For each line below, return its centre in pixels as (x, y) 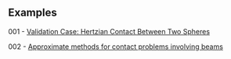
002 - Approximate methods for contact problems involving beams (115, 47)
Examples (32, 13)
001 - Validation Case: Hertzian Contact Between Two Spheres (109, 31)
